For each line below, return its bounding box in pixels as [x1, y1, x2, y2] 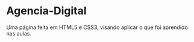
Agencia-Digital [6, 4, 87, 18]
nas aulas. [6, 30, 32, 37]
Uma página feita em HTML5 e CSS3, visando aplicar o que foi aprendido [6, 24, 188, 31]
